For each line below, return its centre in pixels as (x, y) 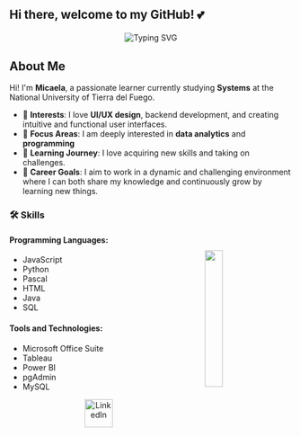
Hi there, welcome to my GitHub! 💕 (107, 15)
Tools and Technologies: (56, 328)
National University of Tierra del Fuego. (82, 97)
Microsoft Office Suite (63, 348)
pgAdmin (39, 377)
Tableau (37, 358)
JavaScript (42, 260)
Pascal (35, 279)
